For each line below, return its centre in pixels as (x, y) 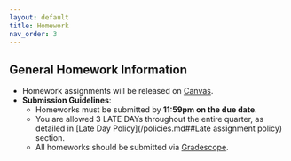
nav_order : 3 (33, 34)
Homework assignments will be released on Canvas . (118, 91)
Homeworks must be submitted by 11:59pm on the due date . (146, 110)
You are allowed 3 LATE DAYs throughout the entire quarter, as (149, 119)
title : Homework (39, 26)
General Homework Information (98, 69)
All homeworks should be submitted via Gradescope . (132, 148)
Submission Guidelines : (67, 100)
